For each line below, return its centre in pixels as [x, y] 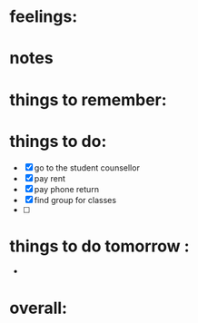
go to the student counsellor [87, 167]
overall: [39, 308]
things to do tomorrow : [99, 246]
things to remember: [88, 99]
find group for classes [75, 200]
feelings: [44, 17]
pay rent [50, 178]
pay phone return [67, 189]
